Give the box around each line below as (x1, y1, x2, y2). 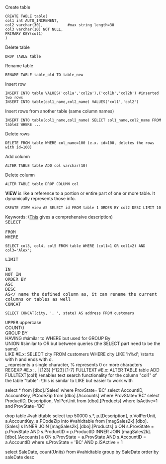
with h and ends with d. (5, 356, 53, 362)
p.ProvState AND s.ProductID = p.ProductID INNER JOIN (5, 429, 121, 435)
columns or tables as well (5, 296, 71, 302)
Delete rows (5, 131, 30, 136)
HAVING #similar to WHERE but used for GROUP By (5, 336, 111, 341)
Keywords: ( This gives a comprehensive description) (5, 214, 113, 220)
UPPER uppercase (5, 320, 42, 325)
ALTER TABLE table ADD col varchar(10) (5, 163, 88, 168)
